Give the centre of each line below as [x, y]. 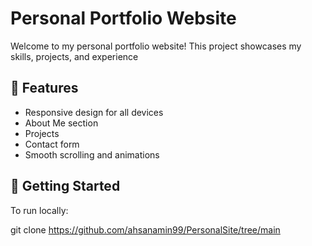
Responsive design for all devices [94, 112]
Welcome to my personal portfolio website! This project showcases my [156, 46]
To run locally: [39, 210]
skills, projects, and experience [74, 56]
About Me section [61, 123]
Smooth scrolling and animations [92, 154]
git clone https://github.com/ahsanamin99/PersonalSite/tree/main [145, 229]
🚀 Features [44, 88]
